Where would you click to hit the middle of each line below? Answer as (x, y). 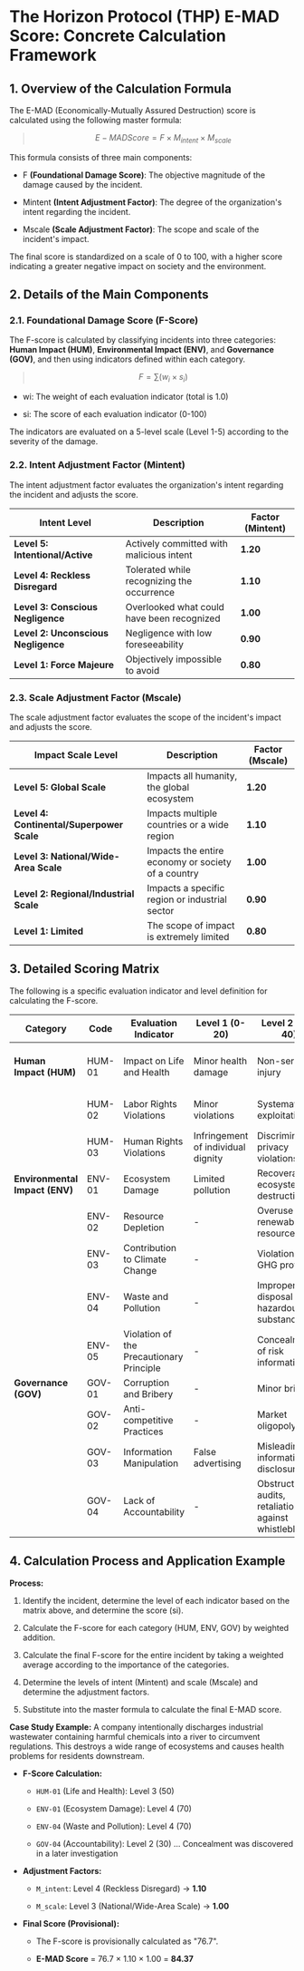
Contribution (150, 1248)
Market (272, 1414)
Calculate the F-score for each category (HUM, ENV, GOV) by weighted (156, 1627)
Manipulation (151, 1463)
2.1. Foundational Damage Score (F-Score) (104, 321)
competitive (148, 1420)
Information (148, 1452)
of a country (173, 873)
